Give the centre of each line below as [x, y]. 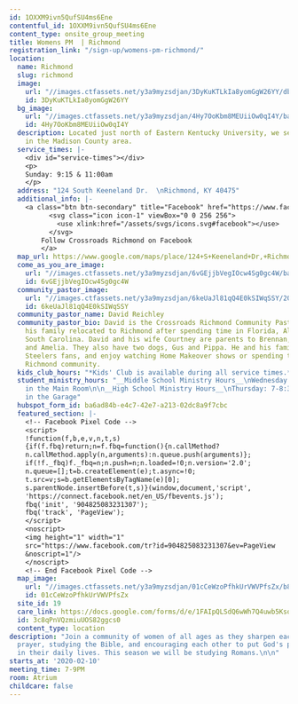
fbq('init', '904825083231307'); [87, 504]
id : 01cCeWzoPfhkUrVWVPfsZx [77, 596]
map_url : [33, 257]
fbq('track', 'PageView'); [75, 513]
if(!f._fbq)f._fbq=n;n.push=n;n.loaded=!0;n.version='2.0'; [138, 463]
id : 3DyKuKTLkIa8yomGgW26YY [77, 100]
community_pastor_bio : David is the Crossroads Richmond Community [145, 323]
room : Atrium [33, 677]
